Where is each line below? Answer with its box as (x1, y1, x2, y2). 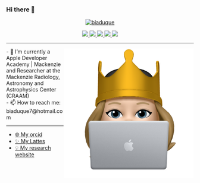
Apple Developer (6, 55, 48, 62)
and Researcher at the (6, 67, 61, 74)
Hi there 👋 (6, 5, 36, 14)
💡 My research (14, 144, 52, 152)
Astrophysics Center (6, 86, 57, 93)
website (14, 151, 35, 158)
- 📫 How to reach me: (6, 99, 61, 106)
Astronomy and (6, 80, 44, 87)
